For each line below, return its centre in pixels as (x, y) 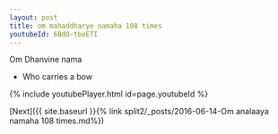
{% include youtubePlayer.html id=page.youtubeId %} (109, 94)
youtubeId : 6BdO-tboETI (54, 34)
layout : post (34, 17)
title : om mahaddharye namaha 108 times (86, 26)
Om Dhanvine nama (46, 60)
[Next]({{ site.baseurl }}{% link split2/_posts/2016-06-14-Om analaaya (139, 112)
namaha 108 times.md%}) (57, 121)
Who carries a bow (57, 77)
